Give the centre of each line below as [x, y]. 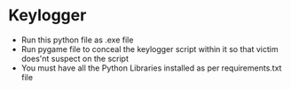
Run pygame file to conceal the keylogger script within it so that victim [149, 49]
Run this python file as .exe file [77, 40]
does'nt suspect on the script [75, 58]
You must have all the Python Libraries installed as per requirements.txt [151, 68]
